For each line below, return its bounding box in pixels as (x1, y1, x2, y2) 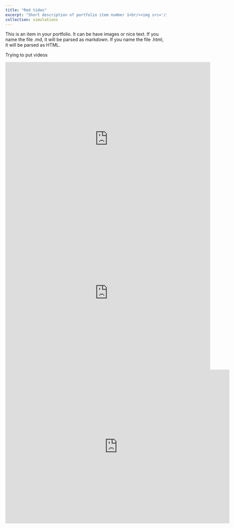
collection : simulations (5, 17, 58, 22)
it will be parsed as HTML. (5, 42, 60, 48)
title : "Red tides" (5, 7, 47, 13)
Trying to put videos (5, 52, 48, 58)
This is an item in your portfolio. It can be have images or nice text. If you (5, 31, 159, 37)
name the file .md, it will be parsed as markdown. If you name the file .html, (5, 36, 164, 43)
